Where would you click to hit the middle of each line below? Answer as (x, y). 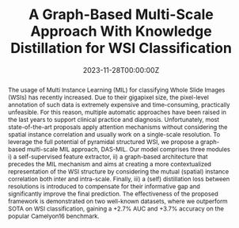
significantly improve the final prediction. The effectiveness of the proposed (113, 194)
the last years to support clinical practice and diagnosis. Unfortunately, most (114, 119)
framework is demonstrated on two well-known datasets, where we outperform (118, 201)
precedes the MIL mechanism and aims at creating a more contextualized (110, 164)
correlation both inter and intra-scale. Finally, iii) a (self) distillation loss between (119, 179)
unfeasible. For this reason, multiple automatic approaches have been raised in (117, 112)
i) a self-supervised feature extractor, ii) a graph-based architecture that (108, 156)
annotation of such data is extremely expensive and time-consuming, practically (119, 104)
